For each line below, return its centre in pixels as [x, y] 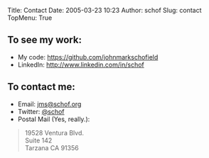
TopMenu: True [30, 18]
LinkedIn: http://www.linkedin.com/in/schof [81, 64]
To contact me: [42, 87]
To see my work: [44, 40]
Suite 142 [38, 140]
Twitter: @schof [41, 111]
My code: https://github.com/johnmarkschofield [88, 57]
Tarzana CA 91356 [52, 147]
